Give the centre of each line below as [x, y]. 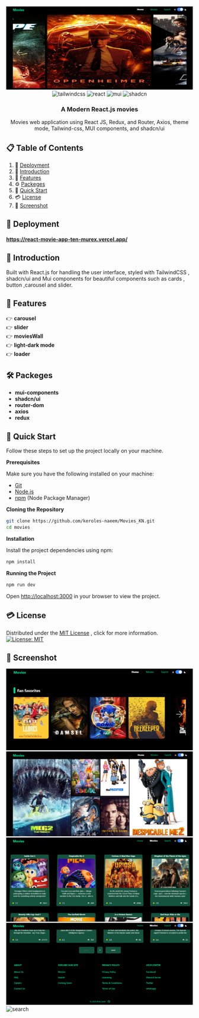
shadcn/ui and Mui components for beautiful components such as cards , [96, 278]
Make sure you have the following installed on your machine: [80, 474]
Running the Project [31, 573]
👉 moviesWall [25, 336]
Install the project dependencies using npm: [60, 550]
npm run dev [21, 585]
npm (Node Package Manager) [52, 498]
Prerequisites [23, 462]
